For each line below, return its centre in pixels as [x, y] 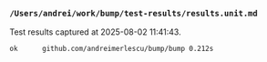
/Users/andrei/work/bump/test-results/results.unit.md [133, 13]
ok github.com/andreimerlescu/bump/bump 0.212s [112, 49]
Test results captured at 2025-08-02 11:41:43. [95, 32]
